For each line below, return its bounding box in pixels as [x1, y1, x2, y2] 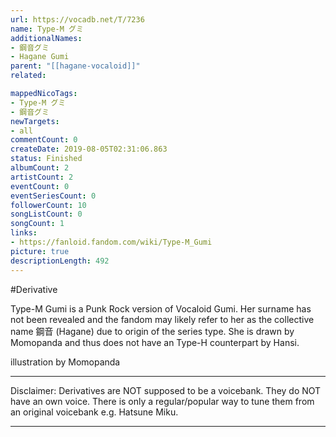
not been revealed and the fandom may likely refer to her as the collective [10, 313, 315, 325]
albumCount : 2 [10, 163, 70, 173]
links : [10, 228, 38, 238]
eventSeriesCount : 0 [10, 191, 97, 201]
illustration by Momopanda [10, 356, 121, 368]
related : [10, 71, 47, 81]
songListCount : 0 [10, 209, 83, 220]
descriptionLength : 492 [10, 256, 110, 266]
